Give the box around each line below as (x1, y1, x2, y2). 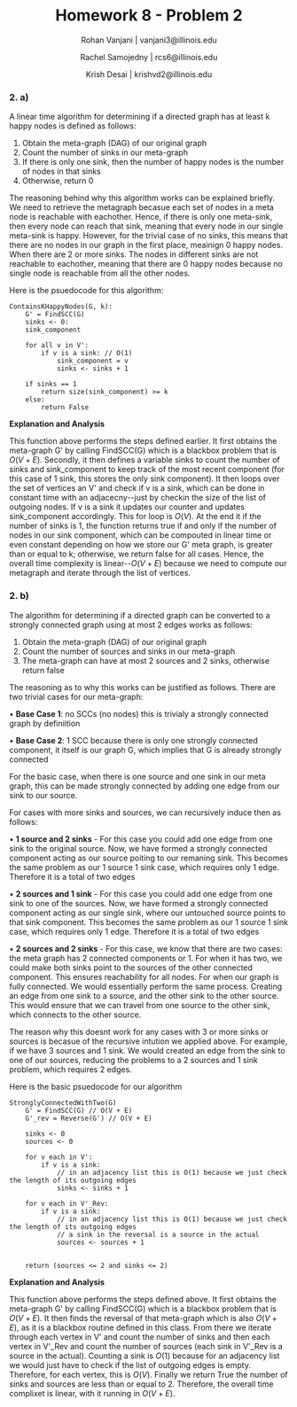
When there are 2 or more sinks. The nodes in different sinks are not (9, 249, 259, 260)
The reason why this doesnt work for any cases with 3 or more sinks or (9, 1026, 269, 1037)
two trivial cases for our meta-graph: (9, 691, 144, 702)
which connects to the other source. (9, 1009, 142, 1020)
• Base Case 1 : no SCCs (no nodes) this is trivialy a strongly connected (9, 708, 269, 719)
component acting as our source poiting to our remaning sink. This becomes (9, 852, 288, 863)
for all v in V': (25, 341, 90, 350)
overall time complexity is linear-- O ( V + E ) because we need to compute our (9, 558, 287, 569)
